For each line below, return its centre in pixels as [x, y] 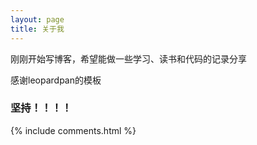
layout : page [37, 19]
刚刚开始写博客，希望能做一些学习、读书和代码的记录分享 [128, 58]
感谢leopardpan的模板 [56, 80]
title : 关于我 [37, 29]
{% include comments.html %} [73, 130]
